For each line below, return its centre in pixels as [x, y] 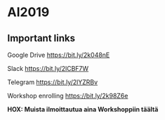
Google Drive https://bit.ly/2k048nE [59, 55]
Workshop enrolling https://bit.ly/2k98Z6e [68, 96]
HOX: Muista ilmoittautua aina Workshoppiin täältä [83, 109]
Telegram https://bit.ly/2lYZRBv [53, 82]
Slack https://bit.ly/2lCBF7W [48, 68]
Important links [41, 38]
